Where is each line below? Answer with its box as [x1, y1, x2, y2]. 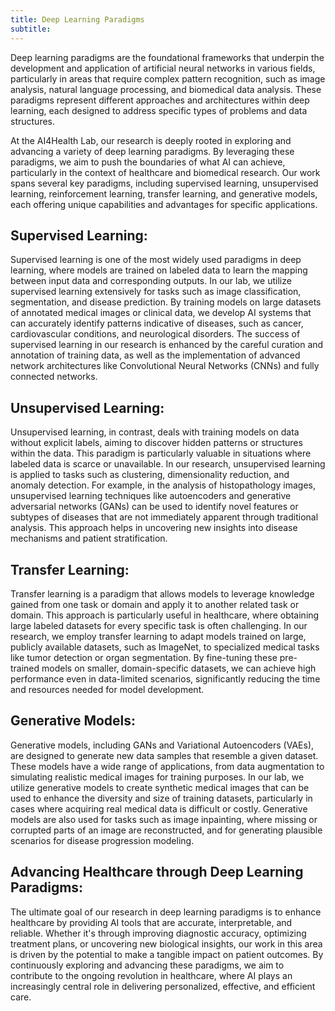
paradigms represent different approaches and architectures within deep [10, 94, 310, 106]
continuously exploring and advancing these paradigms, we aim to [10, 959, 285, 971]
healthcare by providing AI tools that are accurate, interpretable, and [10, 916, 293, 928]
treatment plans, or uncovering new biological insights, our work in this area [10, 937, 323, 950]
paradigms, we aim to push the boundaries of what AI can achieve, [10, 156, 286, 168]
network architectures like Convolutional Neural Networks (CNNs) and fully [10, 360, 320, 372]
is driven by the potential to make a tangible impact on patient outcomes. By [10, 948, 324, 960]
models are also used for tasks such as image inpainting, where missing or [10, 813, 318, 825]
